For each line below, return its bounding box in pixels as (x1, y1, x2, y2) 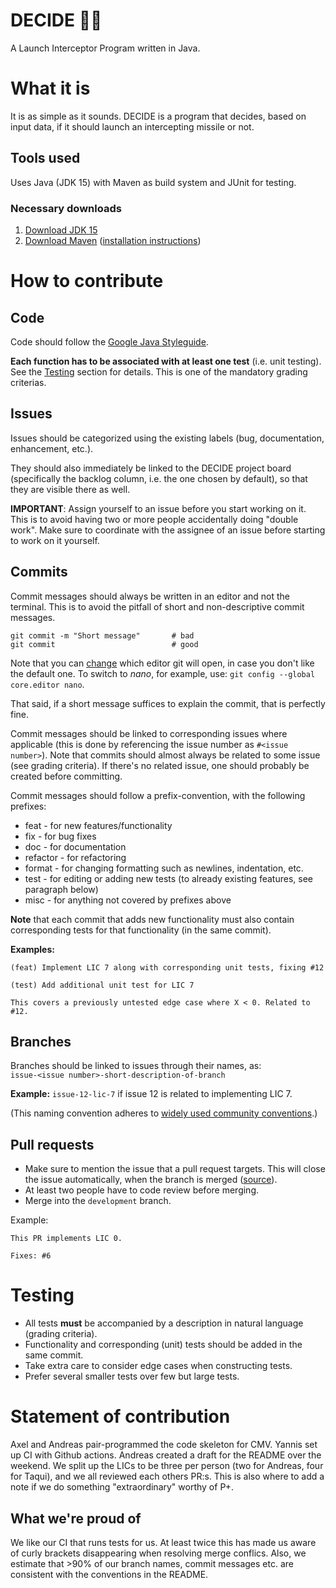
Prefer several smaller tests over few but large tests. (24, 1370, 240, 1383)
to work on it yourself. (10, 534, 100, 546)
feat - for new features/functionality (24, 819, 173, 831)
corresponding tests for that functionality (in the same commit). (10, 924, 272, 936)
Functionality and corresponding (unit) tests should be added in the (24, 1339, 303, 1351)
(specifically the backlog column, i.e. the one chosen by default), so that (10, 472, 308, 484)
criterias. (10, 376, 47, 388)
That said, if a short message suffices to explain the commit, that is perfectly (10, 697, 326, 709)
